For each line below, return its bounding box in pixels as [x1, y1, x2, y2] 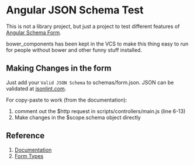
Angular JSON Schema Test [6, 3, 144, 17]
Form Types [14, 152, 44, 159]
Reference [6, 131, 45, 141]
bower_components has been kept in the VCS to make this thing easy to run [6, 40, 189, 47]
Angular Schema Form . [6, 29, 61, 36]
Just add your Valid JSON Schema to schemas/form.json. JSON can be [6, 79, 174, 86]
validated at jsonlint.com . [6, 85, 67, 92]
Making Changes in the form [6, 64, 112, 73]
